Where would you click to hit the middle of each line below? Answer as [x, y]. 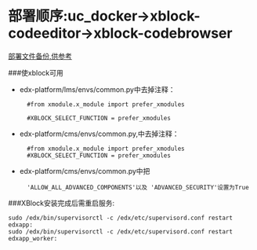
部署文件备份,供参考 [40, 56]
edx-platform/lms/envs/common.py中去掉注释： [97, 89]
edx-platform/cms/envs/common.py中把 [85, 171]
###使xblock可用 [36, 72]
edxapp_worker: [33, 238]
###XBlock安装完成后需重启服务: [62, 203]
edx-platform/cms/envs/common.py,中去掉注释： [99, 134]
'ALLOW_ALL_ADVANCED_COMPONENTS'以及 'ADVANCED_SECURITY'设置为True [138, 187]
